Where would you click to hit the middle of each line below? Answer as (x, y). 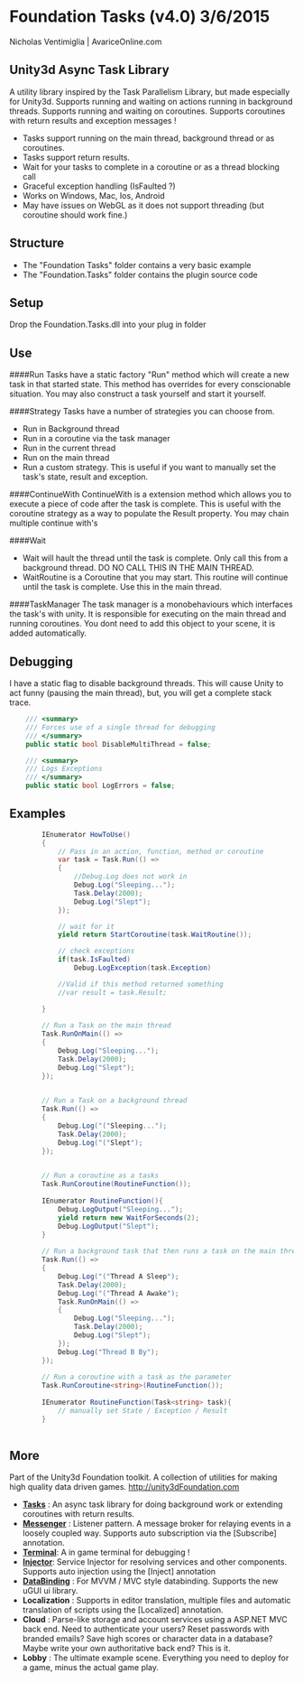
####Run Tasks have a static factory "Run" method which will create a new (150, 375)
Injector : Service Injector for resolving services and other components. (154, 1562)
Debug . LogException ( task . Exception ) (142, 968)
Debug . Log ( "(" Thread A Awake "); (118, 1293)
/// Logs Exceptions (64, 769)
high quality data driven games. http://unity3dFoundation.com (124, 1487)
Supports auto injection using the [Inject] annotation (119, 1572)
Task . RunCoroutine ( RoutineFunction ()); (117, 1185)
